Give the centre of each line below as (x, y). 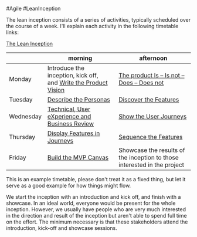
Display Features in (74, 133)
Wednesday (26, 116)
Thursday (22, 137)
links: (13, 32)
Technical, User (69, 109)
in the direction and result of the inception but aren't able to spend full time (96, 216)
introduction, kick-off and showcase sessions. (62, 228)
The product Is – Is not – (152, 75)
